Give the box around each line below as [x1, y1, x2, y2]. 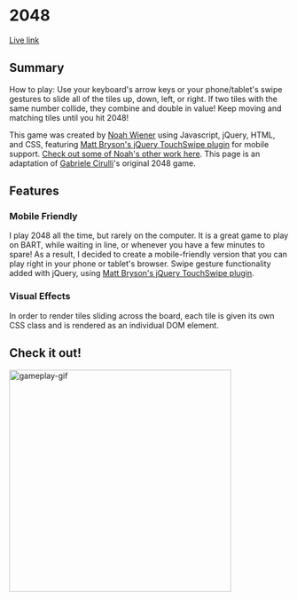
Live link [9, 35, 40, 45]
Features [9, 184, 59, 199]
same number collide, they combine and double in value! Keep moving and [9, 103, 282, 114]
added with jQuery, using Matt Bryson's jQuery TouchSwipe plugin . [9, 268, 254, 279]
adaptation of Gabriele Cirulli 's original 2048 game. [9, 157, 197, 169]
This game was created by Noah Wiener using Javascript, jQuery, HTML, [9, 130, 276, 140]
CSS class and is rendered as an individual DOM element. [9, 320, 219, 330]
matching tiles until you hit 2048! [9, 112, 129, 123]
